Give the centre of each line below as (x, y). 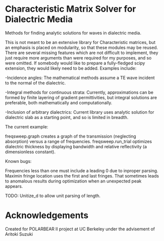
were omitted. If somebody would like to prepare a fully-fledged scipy (75, 63)
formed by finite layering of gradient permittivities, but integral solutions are (81, 97)
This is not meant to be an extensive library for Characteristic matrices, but (80, 42)
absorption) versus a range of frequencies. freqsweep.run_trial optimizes (79, 141)
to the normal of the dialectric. (35, 83)
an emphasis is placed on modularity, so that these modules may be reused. (82, 47)
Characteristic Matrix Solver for (71, 9)
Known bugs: (18, 161)
